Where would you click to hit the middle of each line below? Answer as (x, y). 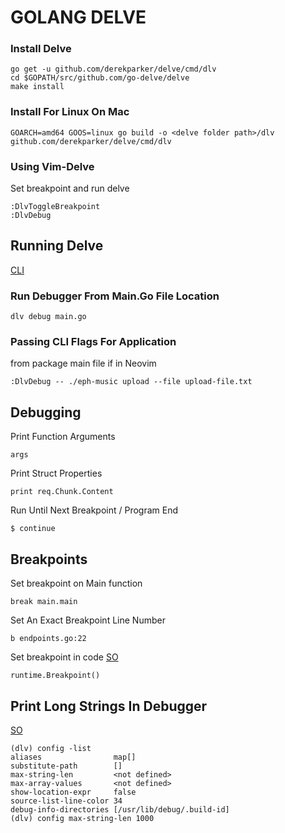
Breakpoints (49, 559)
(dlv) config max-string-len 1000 (82, 818)
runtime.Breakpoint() (55, 676)
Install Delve (41, 49)
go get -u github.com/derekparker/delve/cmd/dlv (113, 69)
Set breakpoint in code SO (64, 657)
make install (37, 87)
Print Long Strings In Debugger (109, 706)
